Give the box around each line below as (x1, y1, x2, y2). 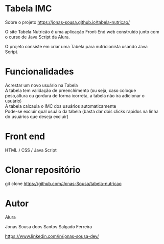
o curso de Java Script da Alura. (5, 34, 70, 40)
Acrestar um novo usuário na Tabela (5, 82, 78, 88)
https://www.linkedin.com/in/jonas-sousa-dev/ (5, 233, 99, 239)
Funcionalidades (5, 66, 74, 77)
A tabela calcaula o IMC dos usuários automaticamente (5, 103, 117, 109)
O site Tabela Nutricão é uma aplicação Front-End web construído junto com (5, 29, 160, 34)
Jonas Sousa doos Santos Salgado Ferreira (5, 223, 92, 229)
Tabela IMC (5, 3, 52, 14)
